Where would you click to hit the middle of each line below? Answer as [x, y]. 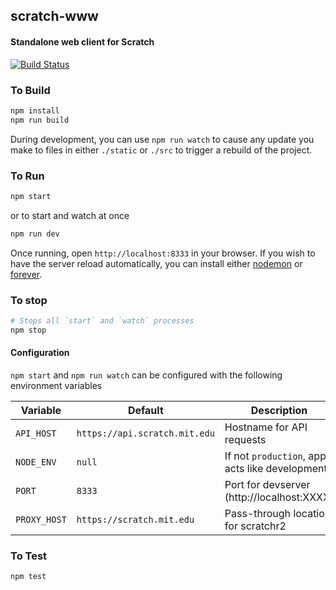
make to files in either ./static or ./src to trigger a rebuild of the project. [161, 150]
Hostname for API [266, 427]
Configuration [40, 353]
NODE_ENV [36, 462]
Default [145, 410]
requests [245, 439]
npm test [28, 577]
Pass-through [258, 513]
